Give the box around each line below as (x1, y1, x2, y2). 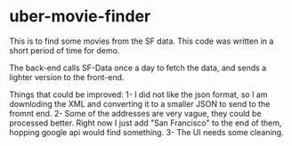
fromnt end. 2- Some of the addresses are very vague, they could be (9, 108, 262, 118)
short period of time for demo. (9, 45, 120, 55)
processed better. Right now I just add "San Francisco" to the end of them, (9, 118, 282, 128)
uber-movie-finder (9, 6, 151, 27)
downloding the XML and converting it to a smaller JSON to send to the (9, 98, 271, 109)
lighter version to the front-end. (9, 71, 125, 82)
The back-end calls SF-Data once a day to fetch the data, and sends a (9, 62, 267, 73)
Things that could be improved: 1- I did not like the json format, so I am (9, 89, 268, 100)
